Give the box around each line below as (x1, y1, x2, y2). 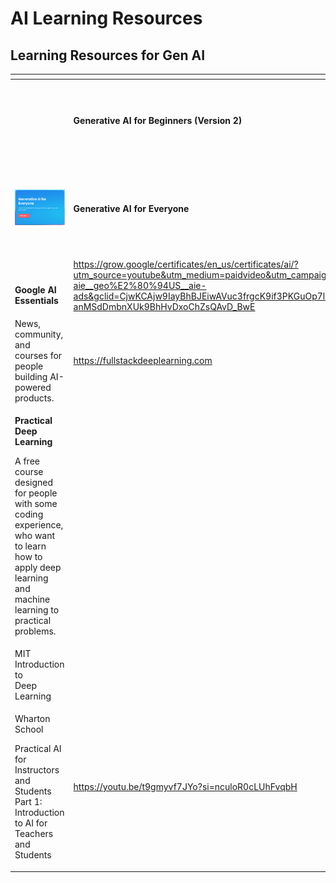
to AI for (14, 817, 48, 829)
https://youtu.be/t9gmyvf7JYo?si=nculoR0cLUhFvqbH (73, 781, 298, 793)
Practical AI (14, 743, 62, 755)
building (14, 370, 48, 382)
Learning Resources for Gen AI (10, 47, 206, 64)
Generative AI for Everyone (73, 202, 190, 214)
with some (14, 497, 58, 509)
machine (14, 593, 51, 605)
